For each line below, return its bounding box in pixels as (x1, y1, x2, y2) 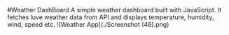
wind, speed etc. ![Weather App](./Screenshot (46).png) (7, 21, 169, 28)
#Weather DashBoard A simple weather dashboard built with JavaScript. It (7, 6, 222, 14)
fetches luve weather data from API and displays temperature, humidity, (7, 13, 214, 21)
